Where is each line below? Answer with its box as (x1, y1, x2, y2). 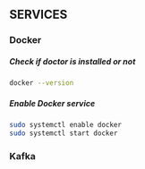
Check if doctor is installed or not (9, 55, 136, 66)
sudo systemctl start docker (9, 129, 118, 138)
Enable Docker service (9, 97, 96, 108)
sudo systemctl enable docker (9, 121, 123, 130)
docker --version (9, 79, 74, 88)
